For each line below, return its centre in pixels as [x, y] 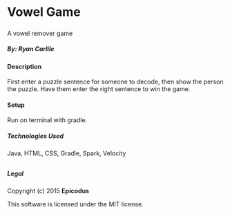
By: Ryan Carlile [31, 49]
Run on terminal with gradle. [47, 120]
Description [25, 66]
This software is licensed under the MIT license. [75, 204]
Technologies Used [36, 136]
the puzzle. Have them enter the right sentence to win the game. [99, 89]
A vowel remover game [40, 33]
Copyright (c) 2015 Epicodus [48, 191]
